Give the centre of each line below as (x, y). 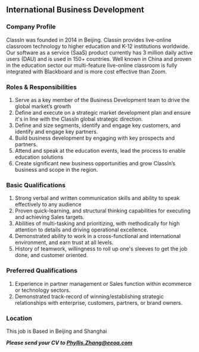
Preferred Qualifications (42, 271)
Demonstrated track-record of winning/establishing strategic (89, 296)
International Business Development (75, 10)
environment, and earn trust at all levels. (64, 243)
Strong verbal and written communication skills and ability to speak (97, 198)
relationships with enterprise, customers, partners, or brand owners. (99, 302)
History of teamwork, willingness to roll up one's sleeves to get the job (101, 249)
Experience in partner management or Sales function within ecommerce (103, 283)
